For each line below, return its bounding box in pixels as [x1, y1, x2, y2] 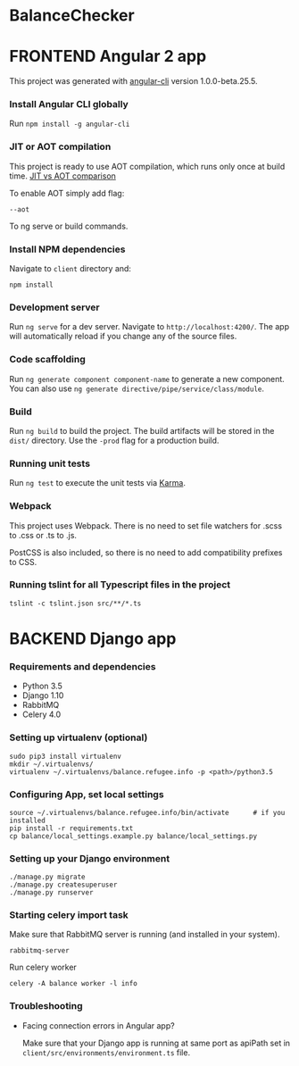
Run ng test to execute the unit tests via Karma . [9, 478, 186, 488]
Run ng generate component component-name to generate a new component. [9, 373, 286, 384]
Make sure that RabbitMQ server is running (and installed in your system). [9, 929, 280, 940]
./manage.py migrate [9, 872, 87, 882]
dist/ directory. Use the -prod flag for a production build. [9, 435, 220, 446]
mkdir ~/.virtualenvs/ [9, 760, 94, 769]
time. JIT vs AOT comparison [9, 171, 116, 181]
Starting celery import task [9, 909, 129, 921]
